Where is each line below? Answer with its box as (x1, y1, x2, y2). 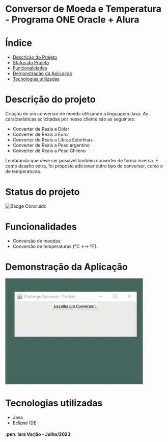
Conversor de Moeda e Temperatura (5, 3, 162, 15)
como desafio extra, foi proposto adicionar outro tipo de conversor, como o (5, 163, 163, 169)
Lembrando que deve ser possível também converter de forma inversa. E (5, 158, 159, 164)
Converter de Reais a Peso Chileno (12, 148, 86, 154)
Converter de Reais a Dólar (12, 126, 70, 132)
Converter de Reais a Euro (12, 131, 68, 138)
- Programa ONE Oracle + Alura (5, 14, 139, 26)
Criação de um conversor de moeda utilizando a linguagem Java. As (5, 111, 149, 117)
